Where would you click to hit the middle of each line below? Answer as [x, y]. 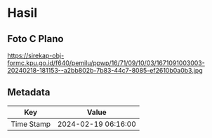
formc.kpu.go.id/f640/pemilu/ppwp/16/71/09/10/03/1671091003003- [106, 63]
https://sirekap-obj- [36, 55]
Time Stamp [31, 124]
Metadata [29, 92]
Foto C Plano [35, 39]
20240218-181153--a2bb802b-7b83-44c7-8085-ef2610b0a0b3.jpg [105, 70]
